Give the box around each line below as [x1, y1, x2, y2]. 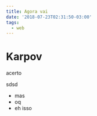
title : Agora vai [6, 8, 48, 15]
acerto [6, 70, 22, 77]
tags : [6, 19, 19, 25]
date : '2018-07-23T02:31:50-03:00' [6, 14, 92, 20]
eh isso [14, 105, 32, 112]
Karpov [6, 50, 42, 63]
